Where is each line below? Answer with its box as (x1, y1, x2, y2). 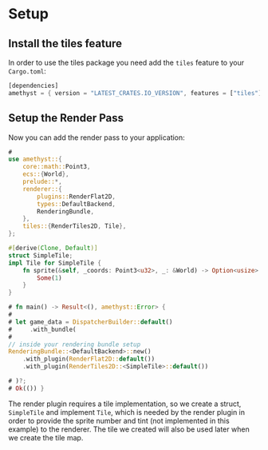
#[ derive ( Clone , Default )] (8, 245, 98, 253)
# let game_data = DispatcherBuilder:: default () (8, 317, 173, 326)
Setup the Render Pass (8, 111, 124, 125)
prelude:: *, (22, 177, 62, 186)
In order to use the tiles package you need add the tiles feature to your (8, 58, 245, 67)
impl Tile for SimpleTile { (8, 259, 102, 267)
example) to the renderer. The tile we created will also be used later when (8, 424, 250, 434)
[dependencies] (8, 82, 59, 90)
